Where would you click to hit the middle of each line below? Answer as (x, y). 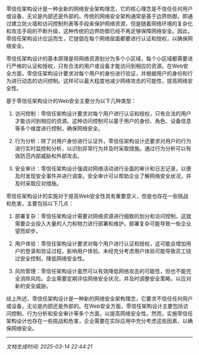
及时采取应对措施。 (38, 183)
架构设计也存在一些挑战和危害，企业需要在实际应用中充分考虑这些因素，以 (97, 321)
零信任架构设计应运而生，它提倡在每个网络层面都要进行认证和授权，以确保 (97, 38)
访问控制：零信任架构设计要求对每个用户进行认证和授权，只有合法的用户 (103, 114)
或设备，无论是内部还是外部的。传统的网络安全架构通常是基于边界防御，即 (97, 16)
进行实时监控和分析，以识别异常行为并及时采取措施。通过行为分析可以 (100, 148)
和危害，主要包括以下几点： (40, 203)
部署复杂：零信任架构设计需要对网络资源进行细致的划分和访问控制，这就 (103, 216)
